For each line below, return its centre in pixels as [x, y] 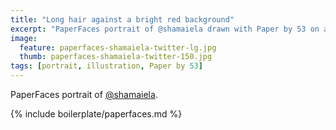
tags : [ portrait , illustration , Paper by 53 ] [106, 66]
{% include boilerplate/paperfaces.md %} [96, 114]
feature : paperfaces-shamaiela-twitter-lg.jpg [118, 47]
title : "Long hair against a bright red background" [122, 19]
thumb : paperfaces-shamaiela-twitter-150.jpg [116, 57]
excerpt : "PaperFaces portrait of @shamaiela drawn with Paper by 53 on [165, 29]
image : [24, 38]
